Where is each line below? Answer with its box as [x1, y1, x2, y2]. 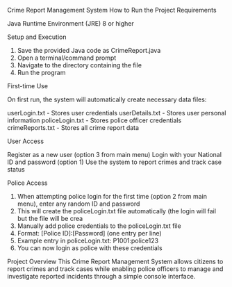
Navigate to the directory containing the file [17, 61, 142, 69]
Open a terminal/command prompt [17, 54, 117, 62]
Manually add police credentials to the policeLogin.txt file [17, 222, 182, 230]
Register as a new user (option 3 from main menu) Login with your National [7, 151, 222, 158]
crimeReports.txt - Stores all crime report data [7, 124, 140, 131]
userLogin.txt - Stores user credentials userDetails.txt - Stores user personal [7, 109, 226, 117]
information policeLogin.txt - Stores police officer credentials [7, 116, 182, 124]
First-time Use [7, 82, 49, 90]
